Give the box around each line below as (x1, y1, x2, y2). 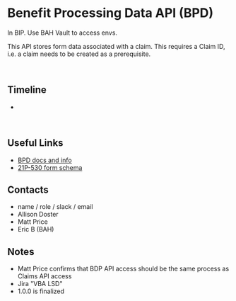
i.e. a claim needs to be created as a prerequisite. (7, 50, 151, 58)
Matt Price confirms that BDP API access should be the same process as (17, 264, 230, 273)
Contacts (7, 183, 49, 195)
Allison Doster (17, 210, 59, 219)
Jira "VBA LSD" (17, 280, 63, 288)
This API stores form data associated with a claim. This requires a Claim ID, (7, 42, 225, 50)
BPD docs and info (17, 156, 72, 164)
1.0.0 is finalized (17, 287, 65, 295)
